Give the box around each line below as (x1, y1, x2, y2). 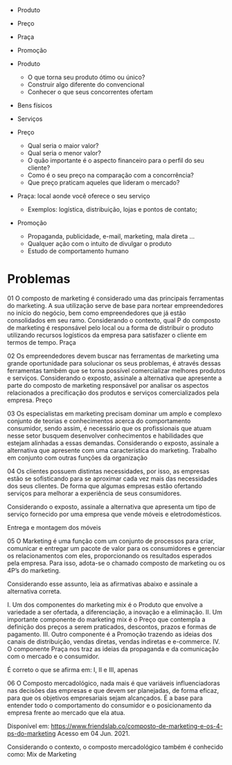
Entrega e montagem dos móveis (7, 523, 102, 531)
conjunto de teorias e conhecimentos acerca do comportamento (7, 416, 191, 425)
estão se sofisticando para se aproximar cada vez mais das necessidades (7, 474, 218, 483)
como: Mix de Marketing (7, 750, 77, 758)
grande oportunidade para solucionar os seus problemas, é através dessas (7, 359, 222, 367)
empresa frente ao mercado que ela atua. (7, 708, 126, 716)
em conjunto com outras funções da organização (7, 454, 148, 462)
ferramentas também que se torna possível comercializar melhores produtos (7, 366, 226, 375)
